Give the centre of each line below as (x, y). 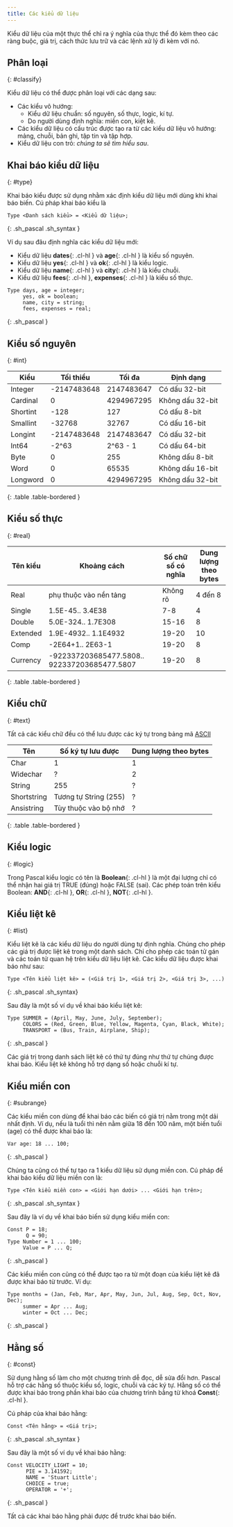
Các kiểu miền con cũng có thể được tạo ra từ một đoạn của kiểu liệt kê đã (113, 1274)
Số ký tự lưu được (89, 751)
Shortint (24, 412)
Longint (23, 434)
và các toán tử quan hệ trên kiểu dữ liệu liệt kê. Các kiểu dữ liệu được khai (113, 959)
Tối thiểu (75, 378)
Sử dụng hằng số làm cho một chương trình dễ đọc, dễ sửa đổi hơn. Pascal (114, 1377)
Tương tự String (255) (89, 796)
